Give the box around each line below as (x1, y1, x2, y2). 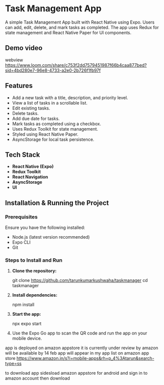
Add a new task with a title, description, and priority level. (12, 94, 128, 101)
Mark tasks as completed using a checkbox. (12, 121, 101, 127)
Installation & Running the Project (5, 198, 109, 207)
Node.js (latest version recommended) (12, 234, 90, 240)
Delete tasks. (12, 110, 39, 116)
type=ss (5, 360, 22, 366)
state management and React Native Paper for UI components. (5, 29, 132, 35)
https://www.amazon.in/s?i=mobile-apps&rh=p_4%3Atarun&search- (16, 356, 155, 361)
